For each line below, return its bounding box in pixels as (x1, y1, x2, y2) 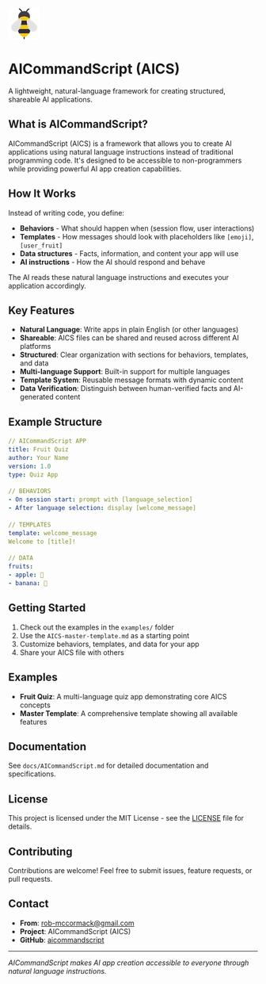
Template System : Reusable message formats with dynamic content (19, 375, 244, 385)
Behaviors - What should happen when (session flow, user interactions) (19, 223, 255, 233)
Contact (8, 897, 49, 911)
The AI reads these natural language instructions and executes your (8, 272, 230, 281)
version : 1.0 (8, 462, 51, 470)
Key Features (8, 304, 75, 317)
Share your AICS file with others (19, 647, 124, 657)
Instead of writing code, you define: (8, 208, 125, 217)
